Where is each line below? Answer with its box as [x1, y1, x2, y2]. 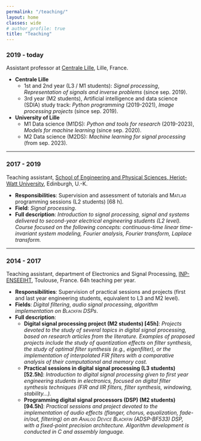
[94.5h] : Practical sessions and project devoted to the [23, 403, 158, 410]
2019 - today [6, 51, 44, 59]
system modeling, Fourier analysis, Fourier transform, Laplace [38, 230, 192, 237]
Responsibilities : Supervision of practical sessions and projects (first [14, 288, 186, 296]
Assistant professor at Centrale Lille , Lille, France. [6, 64, 129, 72]
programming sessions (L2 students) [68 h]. [14, 198, 124, 205]
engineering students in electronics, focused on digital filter [23, 378, 171, 385]
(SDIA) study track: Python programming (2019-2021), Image [23, 101, 175, 108]
